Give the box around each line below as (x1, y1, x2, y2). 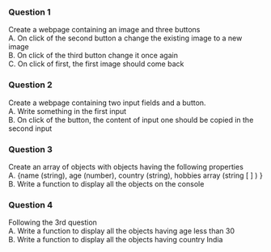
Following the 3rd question (8, 217, 97, 228)
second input (8, 124, 53, 133)
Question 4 (8, 199, 53, 210)
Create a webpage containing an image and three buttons (8, 25, 201, 35)
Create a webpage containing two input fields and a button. (8, 98, 206, 107)
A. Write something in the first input (8, 106, 127, 115)
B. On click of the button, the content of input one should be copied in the (8, 115, 254, 124)
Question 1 (8, 6, 51, 18)
